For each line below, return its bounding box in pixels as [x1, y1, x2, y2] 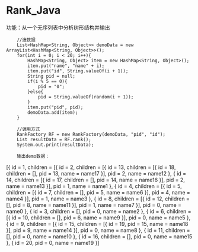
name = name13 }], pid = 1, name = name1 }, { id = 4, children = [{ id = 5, [6, 182, 182, 190]
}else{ [27, 88, 44, 95]
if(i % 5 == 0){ [27, 78, 68, 84]
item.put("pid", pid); [27, 104, 84, 110]
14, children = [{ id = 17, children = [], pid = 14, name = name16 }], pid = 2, [6, 176, 186, 183]
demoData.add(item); [27, 109, 78, 116]
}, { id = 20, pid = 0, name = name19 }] [6, 239, 100, 246]
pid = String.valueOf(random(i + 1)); [37, 94, 134, 100]
